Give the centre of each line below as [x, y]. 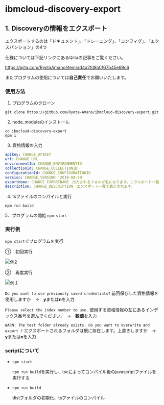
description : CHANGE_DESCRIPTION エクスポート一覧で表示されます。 [70, 187]
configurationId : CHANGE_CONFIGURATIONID [48, 173]
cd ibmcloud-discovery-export [36, 131]
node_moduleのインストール [41, 122]
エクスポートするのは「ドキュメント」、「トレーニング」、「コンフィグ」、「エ [80, 41]
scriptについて [22, 351]
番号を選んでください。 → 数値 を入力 [57, 316]
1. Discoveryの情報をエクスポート [56, 28]
